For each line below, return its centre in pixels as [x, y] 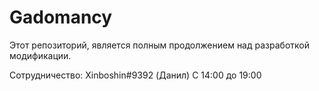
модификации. [40, 55]
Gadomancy [61, 17]
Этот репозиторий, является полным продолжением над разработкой [159, 45]
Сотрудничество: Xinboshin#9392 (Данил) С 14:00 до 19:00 [135, 75]
